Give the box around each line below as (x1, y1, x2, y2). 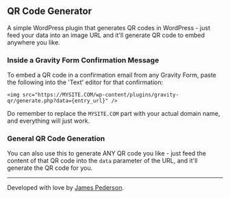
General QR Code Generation (7, 134, 105, 143)
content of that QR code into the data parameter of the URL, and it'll (7, 157, 198, 165)
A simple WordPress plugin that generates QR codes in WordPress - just (7, 23, 211, 32)
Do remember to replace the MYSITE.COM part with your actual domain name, (7, 110, 220, 118)
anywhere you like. (7, 38, 60, 47)
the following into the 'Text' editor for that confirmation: (7, 78, 164, 86)
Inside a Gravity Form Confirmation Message (7, 55, 159, 64)
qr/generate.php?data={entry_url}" (7, 97, 109, 105)
